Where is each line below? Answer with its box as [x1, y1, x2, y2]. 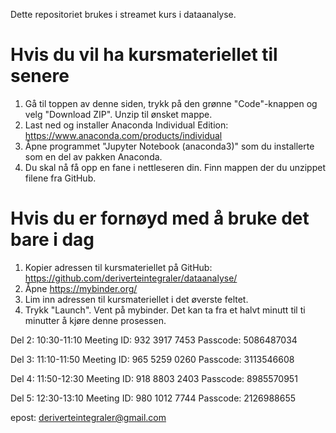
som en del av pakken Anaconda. [24, 150, 163, 163]
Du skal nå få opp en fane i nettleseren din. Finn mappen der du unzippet [24, 161, 326, 173]
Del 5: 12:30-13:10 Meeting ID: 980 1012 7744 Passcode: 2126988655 [10, 392, 297, 404]
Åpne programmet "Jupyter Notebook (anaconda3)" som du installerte [24, 140, 315, 152]
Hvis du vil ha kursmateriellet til [10, 44, 278, 66]
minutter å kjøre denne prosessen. [24, 314, 167, 326]
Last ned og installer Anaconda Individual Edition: [24, 119, 229, 131]
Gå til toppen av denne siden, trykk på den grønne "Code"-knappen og [24, 97, 318, 109]
